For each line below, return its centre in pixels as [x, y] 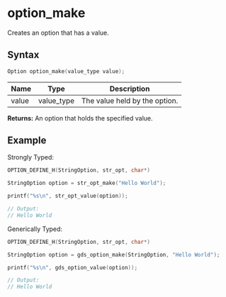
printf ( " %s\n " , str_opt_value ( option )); [68, 196]
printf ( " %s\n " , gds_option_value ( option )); [73, 267]
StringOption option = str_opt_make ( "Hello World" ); [87, 183]
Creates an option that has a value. [58, 33]
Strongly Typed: [31, 157]
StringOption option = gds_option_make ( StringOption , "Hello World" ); [114, 254]
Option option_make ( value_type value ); [66, 71]
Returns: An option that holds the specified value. [80, 118]
